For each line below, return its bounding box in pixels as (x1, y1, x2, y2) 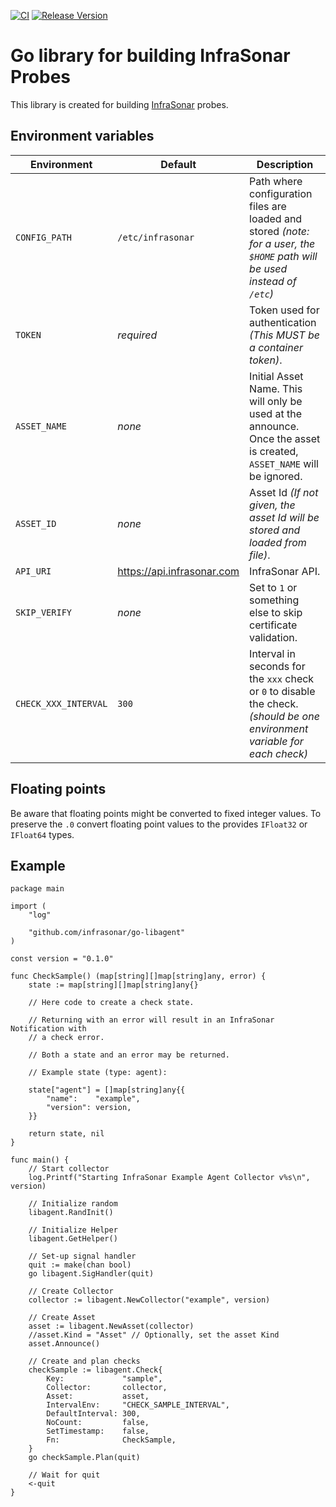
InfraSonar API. (249, 564, 321, 578)
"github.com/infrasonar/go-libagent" (28, 928, 186, 938)
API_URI (15, 565, 52, 577)
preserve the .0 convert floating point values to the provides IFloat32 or (10, 818, 308, 830)
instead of (249, 274, 297, 288)
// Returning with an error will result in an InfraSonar (28, 1015, 275, 1025)
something (249, 593, 300, 607)
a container (249, 340, 303, 354)
